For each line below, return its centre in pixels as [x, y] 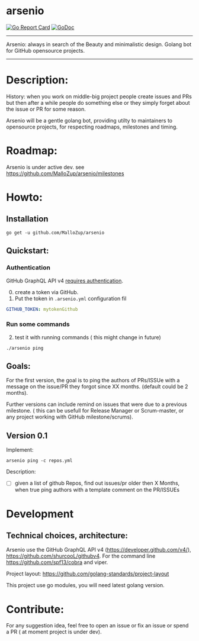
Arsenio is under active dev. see [45, 167]
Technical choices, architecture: [67, 535]
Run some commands [38, 324]
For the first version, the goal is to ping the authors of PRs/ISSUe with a [93, 381]
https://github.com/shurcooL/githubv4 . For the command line [81, 556]
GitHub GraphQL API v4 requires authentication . [65, 281]
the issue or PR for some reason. [46, 109]
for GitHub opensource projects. [46, 50]
